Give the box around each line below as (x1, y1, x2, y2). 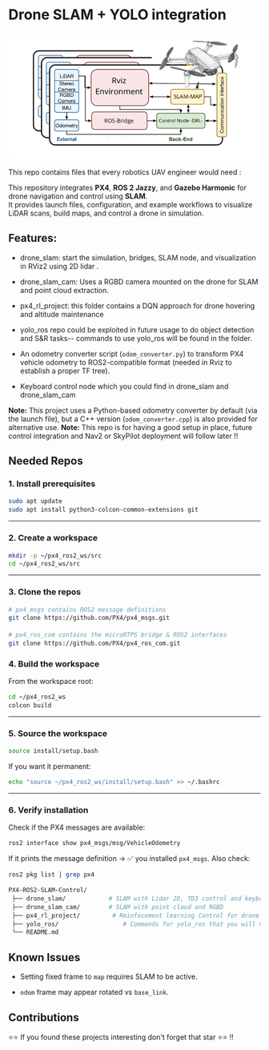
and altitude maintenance (19, 309, 104, 319)
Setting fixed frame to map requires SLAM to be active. (19, 972, 198, 982)
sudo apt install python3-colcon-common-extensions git (8, 506, 199, 514)
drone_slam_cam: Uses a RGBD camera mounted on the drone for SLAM (19, 276, 259, 286)
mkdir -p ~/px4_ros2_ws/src (8, 551, 102, 560)
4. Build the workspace (8, 658, 100, 670)
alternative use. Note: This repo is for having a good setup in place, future (8, 422, 253, 432)
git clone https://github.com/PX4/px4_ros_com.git (8, 639, 181, 648)
